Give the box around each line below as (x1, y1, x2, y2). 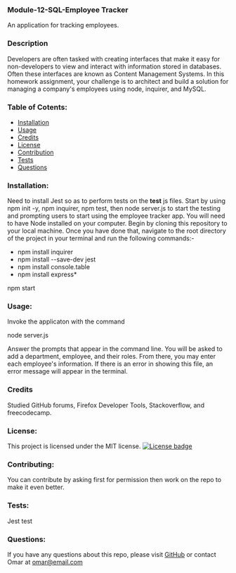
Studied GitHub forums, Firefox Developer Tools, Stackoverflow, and (7, 400, 205, 409)
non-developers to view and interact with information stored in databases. (7, 62, 222, 70)
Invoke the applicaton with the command (7, 317, 125, 326)
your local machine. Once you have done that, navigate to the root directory (7, 227, 226, 235)
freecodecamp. (7, 408, 52, 417)
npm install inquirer (17, 248, 74, 257)
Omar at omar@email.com (7, 557, 83, 566)
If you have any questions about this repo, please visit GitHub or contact (7, 550, 216, 558)
